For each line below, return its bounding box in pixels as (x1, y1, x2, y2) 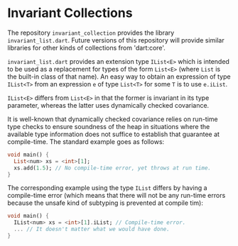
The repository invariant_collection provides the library (7, 28, 175, 37)
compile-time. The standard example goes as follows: (7, 137, 165, 146)
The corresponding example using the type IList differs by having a (7, 184, 207, 192)
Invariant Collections (7, 5, 133, 21)
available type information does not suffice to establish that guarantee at (7, 130, 220, 138)
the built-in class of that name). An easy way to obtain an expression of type (7, 72, 231, 81)
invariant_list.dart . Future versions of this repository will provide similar (7, 35, 225, 44)
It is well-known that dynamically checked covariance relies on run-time (7, 115, 218, 123)
